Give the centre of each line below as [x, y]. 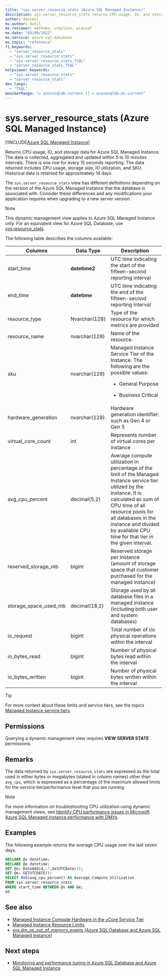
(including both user [134, 609]
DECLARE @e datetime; [28, 864]
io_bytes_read [24, 657]
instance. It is [126, 493]
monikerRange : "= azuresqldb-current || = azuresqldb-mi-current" [75, 93]
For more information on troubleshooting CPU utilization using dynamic [78, 806]
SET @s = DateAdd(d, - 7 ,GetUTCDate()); [44, 869]
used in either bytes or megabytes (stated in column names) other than [78, 776]
